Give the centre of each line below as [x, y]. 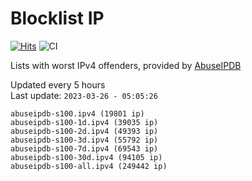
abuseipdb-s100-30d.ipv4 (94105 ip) [86, 157]
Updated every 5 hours [58, 84]
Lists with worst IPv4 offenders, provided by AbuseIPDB [126, 65]
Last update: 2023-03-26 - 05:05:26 [84, 95]
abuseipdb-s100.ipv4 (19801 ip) [77, 113]
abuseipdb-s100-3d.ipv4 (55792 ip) [84, 140]
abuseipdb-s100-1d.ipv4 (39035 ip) [84, 122]
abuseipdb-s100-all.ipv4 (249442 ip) [89, 166]
